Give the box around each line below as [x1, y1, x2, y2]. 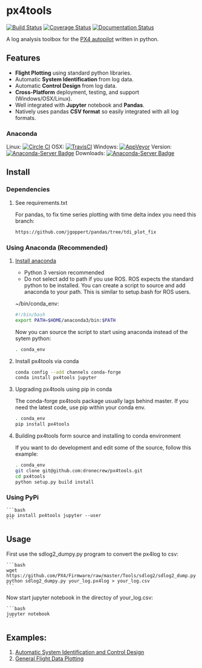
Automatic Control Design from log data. [15, 82, 117, 89]
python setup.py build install [15, 479, 94, 485]
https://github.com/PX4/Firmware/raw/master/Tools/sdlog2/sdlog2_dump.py [6, 572, 197, 579]
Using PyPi [6, 493, 39, 502]
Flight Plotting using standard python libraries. [15, 69, 132, 76]
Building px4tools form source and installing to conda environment [15, 432, 181, 439]
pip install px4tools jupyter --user [6, 512, 102, 518]
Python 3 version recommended [24, 269, 105, 276]
